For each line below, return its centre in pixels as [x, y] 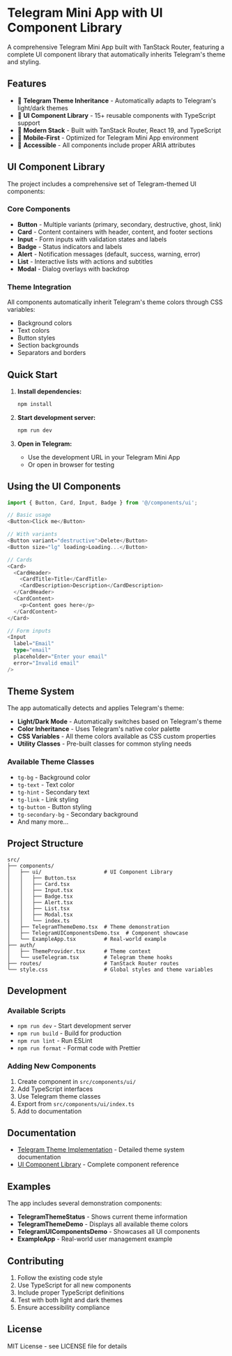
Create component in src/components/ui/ [77, 1081]
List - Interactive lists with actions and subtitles [85, 261]
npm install [34, 404]
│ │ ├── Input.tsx [40, 890]
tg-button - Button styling [54, 806]
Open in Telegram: [45, 444]
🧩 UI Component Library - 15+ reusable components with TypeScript [116, 115]
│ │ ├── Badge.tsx [40, 896]
